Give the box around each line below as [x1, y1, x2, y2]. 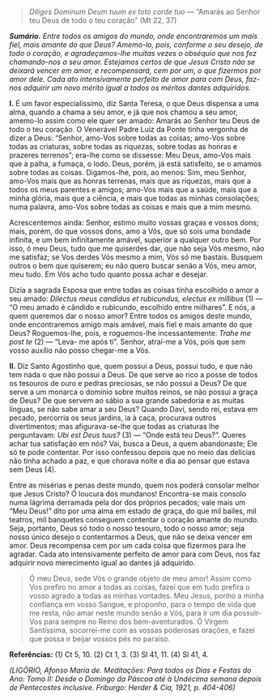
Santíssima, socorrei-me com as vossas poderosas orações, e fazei [28, 625, 256, 635]
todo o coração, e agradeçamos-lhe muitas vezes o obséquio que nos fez [9, 49, 257, 58]
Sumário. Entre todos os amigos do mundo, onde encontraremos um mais [9, 32, 258, 41]
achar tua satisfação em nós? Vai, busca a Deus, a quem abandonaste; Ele [9, 439, 258, 449]
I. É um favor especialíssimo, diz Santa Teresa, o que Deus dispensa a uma [9, 99, 259, 108]
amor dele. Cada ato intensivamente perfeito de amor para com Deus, [9, 75, 244, 84]
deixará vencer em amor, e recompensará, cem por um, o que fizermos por [9, 66, 261, 75]
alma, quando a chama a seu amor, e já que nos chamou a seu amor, [9, 107, 238, 117]
